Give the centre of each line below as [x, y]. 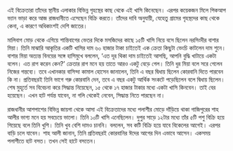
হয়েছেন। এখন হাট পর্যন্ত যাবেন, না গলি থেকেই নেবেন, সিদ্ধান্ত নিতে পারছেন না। [86, 95]
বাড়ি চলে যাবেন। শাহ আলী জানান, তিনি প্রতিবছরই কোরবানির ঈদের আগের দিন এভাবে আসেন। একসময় [109, 133]
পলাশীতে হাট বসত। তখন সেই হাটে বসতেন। [52, 141]
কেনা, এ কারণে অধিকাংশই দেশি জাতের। [47, 26]
